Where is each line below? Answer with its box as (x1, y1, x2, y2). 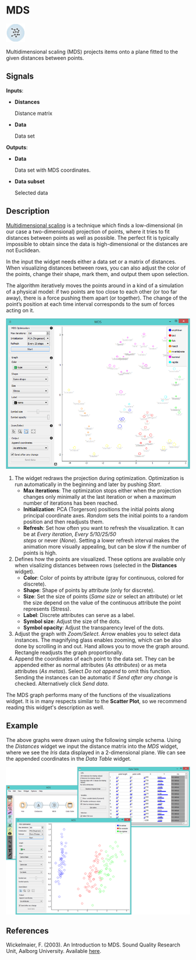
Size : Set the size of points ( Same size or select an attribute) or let (23, 593, 183, 600)
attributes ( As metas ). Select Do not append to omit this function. (14, 668, 172, 675)
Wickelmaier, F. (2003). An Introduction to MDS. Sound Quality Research (6, 941, 181, 948)
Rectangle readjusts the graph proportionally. (14, 649, 124, 656)
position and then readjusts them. (23, 518, 104, 525)
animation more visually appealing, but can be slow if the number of (23, 543, 187, 550)
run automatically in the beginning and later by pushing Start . (14, 481, 162, 488)
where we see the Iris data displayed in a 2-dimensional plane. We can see (6, 748, 185, 756)
